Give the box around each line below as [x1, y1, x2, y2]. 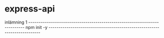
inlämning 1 [4, 19, 27, 25]
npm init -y [26, 24, 48, 30]
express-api [4, 3, 55, 14]
